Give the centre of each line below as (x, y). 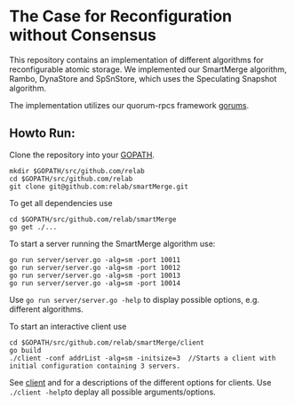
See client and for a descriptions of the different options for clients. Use (140, 382)
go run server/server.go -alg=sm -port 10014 (95, 283)
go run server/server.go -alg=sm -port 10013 (95, 275)
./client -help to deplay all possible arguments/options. (112, 392)
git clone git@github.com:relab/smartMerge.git (99, 187)
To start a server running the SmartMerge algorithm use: (112, 243)
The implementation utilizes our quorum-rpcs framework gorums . (129, 105)
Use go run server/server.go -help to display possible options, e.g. (134, 299)
